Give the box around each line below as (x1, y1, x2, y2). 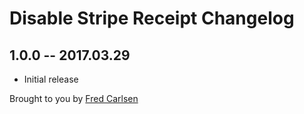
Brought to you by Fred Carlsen (9, 93, 139, 104)
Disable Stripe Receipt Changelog (9, 7, 295, 30)
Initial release (23, 73, 79, 85)
